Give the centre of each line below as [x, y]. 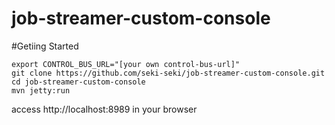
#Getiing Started [45, 46]
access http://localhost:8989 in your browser [104, 109]
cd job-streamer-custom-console [78, 82]
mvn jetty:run [41, 90]
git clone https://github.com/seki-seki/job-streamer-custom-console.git [168, 73]
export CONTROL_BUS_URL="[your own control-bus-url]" [126, 64]
